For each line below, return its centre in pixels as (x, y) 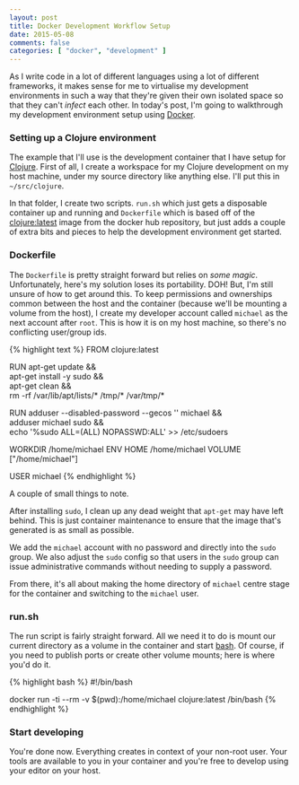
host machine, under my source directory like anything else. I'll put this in (145, 177)
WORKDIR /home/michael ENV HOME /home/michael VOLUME (125, 449)
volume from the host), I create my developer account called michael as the (149, 313)
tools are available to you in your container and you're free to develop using (149, 761)
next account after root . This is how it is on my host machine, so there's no (148, 322)
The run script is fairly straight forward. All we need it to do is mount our (143, 636)
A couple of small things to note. (69, 493)
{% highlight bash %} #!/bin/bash (71, 682)
